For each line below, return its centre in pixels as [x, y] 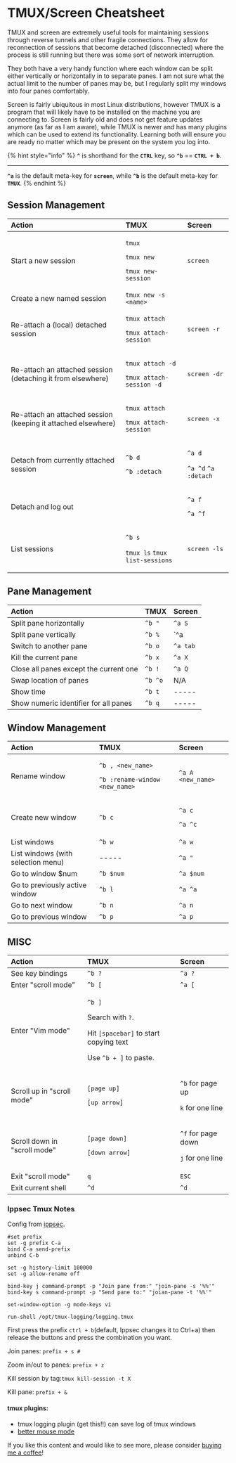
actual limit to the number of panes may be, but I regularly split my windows [117, 83]
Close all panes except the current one [74, 669]
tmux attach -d [151, 363]
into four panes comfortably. [48, 91]
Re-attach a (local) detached [59, 325]
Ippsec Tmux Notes [41, 1209]
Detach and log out [42, 506]
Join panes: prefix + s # [44, 1351]
